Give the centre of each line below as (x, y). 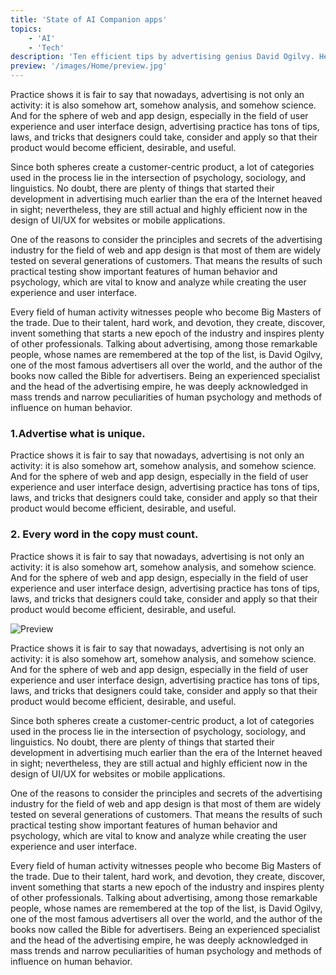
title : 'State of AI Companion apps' (89, 19)
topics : (26, 29)
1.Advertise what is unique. (78, 433)
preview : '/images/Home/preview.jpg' (89, 66)
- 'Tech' (46, 47)
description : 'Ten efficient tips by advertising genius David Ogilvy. (162, 57)
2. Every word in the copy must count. (104, 534)
